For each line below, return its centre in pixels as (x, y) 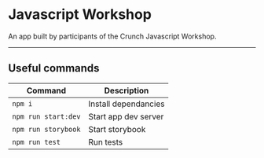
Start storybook (117, 129)
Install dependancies (126, 104)
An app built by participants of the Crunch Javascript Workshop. (112, 36)
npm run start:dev (46, 116)
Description (126, 90)
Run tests (106, 141)
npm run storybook (46, 129)
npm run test (37, 142)
